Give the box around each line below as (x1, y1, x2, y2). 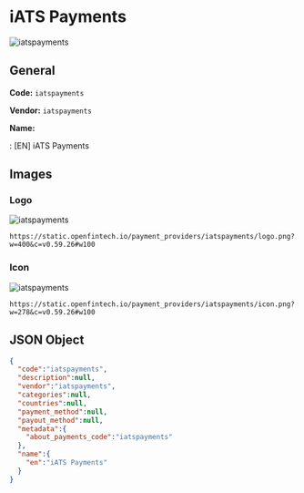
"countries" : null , (17, 398, 88, 407)
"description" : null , (17, 374, 96, 383)
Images (9, 167, 53, 182)
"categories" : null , (17, 390, 92, 400)
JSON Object (9, 333, 85, 348)
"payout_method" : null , (17, 416, 104, 425)
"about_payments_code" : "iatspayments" (25, 433, 173, 442)
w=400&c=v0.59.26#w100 (9, 240, 96, 250)
